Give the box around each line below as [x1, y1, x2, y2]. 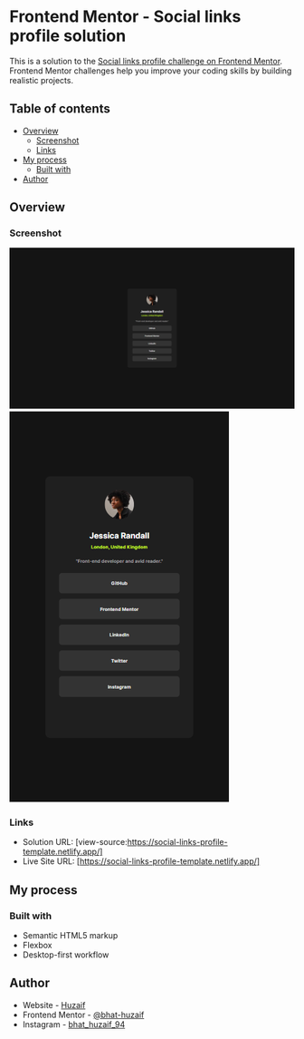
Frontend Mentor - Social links [9, 6, 242, 27]
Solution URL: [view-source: [22, 837, 128, 848]
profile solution [9, 25, 127, 46]
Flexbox [22, 939, 52, 950]
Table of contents [9, 102, 110, 117]
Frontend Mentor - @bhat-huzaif [22, 1009, 145, 1020]
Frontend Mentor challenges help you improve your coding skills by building [9, 65, 292, 76]
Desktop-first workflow [22, 949, 109, 960]
